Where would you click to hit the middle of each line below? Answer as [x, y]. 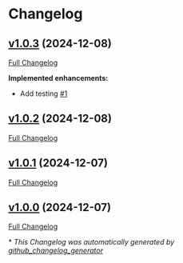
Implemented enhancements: [58, 78]
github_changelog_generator [56, 251]
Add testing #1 [44, 94]
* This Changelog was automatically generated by [91, 242]
